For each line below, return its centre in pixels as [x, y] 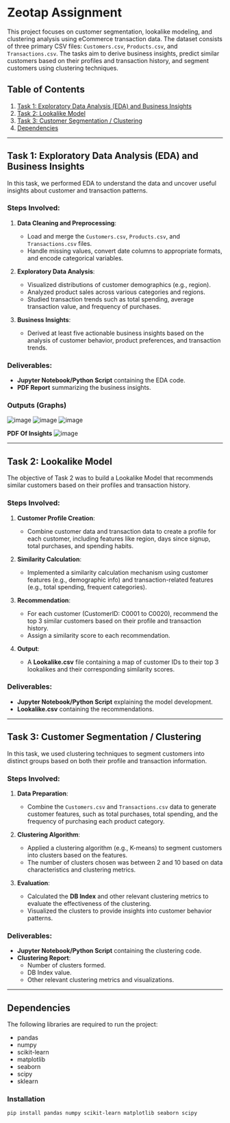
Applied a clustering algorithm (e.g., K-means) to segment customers [125, 848]
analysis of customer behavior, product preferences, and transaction [124, 340]
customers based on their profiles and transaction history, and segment [108, 60]
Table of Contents [46, 89]
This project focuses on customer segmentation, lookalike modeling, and [110, 32]
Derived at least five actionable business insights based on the [115, 333]
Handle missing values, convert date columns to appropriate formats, [125, 251]
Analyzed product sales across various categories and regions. [116, 292]
